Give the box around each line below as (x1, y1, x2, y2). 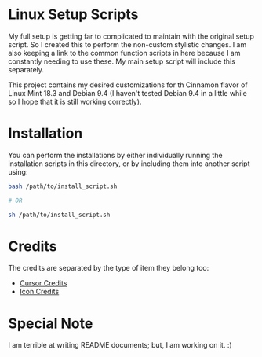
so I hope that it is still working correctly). (8, 97, 142, 106)
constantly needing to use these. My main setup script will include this (8, 57, 235, 66)
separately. (8, 64, 45, 74)
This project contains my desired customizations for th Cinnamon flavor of (8, 80, 249, 90)
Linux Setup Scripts (8, 6, 139, 24)
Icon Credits (19, 287, 60, 296)
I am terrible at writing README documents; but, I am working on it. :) (8, 340, 233, 350)
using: (8, 167, 28, 176)
